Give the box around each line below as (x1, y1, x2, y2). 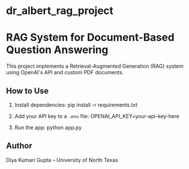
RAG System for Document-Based (6, 31, 174, 44)
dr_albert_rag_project (6, 4, 114, 18)
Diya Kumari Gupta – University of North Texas (6, 156, 118, 163)
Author (6, 141, 32, 151)
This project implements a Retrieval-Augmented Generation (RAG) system (6, 63, 184, 70)
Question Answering (6, 43, 108, 57)
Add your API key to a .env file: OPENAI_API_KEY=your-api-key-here (14, 112, 180, 119)
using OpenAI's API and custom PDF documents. (6, 69, 124, 76)
